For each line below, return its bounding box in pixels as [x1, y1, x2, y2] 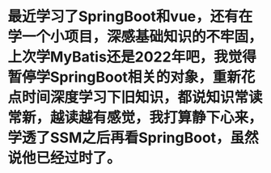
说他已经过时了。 [7, 149, 122, 167]
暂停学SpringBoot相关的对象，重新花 [7, 68, 256, 86]
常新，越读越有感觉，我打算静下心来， [7, 108, 264, 127]
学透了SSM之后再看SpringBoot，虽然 [7, 129, 260, 147]
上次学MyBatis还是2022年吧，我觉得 [7, 48, 256, 66]
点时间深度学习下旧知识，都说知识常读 [7, 88, 264, 107]
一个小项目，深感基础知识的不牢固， [22, 27, 264, 46]
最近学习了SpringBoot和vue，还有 [7, 7, 239, 26]
